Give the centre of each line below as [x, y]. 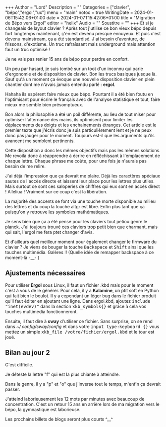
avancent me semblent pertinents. [40, 141]
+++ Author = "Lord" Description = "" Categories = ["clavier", [68, 7]
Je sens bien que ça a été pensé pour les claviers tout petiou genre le [76, 221]
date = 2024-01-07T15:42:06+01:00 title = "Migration [101, 18]
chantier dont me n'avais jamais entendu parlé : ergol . [60, 85]
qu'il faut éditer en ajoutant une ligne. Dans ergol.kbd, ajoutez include [78, 301]
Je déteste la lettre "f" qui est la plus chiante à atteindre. [63, 374]
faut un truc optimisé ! [28, 49]
